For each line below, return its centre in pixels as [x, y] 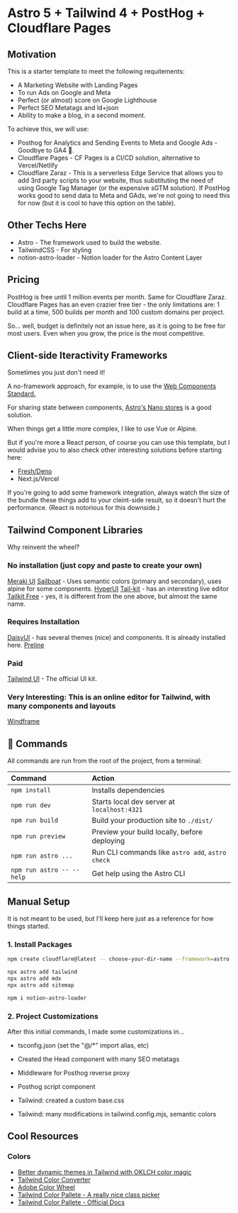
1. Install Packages [40, 944]
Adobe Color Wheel [46, 1187]
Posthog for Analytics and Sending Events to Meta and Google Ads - [118, 143]
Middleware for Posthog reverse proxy [74, 1073]
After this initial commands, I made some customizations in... [96, 1032]
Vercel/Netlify [38, 165]
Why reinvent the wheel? [44, 547]
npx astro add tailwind [42, 972]
